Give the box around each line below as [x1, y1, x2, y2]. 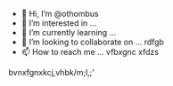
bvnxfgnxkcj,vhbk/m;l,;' [8, 67, 95, 77]
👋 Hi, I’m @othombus [21, 9, 99, 19]
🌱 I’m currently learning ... [21, 27, 117, 37]
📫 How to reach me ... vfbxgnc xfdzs [21, 47, 160, 57]
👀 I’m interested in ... [21, 18, 97, 28]
